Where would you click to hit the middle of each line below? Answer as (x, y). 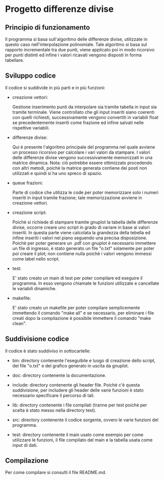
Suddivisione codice (37, 339)
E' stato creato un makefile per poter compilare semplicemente (76, 307)
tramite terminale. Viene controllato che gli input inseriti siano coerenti (83, 112)
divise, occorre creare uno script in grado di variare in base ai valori (81, 227)
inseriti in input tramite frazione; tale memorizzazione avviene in (77, 197)
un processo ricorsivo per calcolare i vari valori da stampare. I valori (81, 152)
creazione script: (29, 212)
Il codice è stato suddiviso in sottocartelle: (48, 351)
